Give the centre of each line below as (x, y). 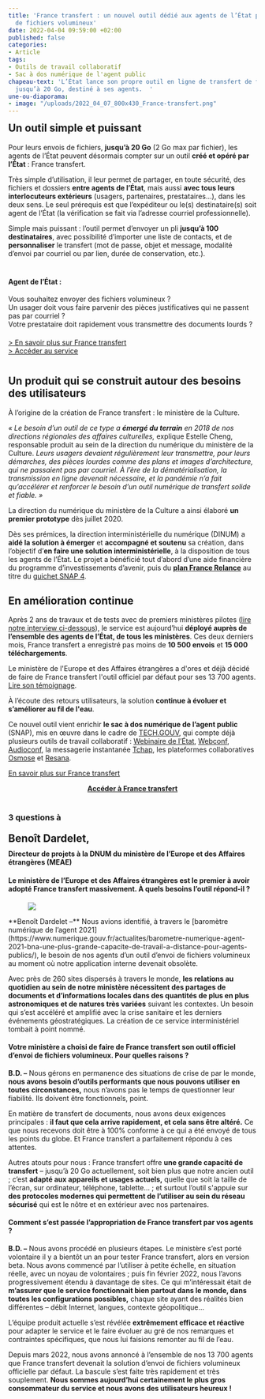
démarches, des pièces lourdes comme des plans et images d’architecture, (131, 461)
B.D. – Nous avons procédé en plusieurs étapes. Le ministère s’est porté (125, 1248)
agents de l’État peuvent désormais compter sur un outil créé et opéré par (129, 156)
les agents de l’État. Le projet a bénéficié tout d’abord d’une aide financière (130, 559)
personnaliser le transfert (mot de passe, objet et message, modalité (120, 245)
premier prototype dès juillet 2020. (66, 518)
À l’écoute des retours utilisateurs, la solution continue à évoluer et (118, 701)
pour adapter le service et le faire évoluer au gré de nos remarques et (121, 1331)
